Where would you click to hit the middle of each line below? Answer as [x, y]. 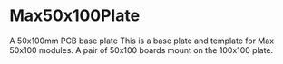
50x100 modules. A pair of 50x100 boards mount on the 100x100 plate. [141, 50]
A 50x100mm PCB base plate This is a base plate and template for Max [142, 41]
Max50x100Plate [75, 16]
